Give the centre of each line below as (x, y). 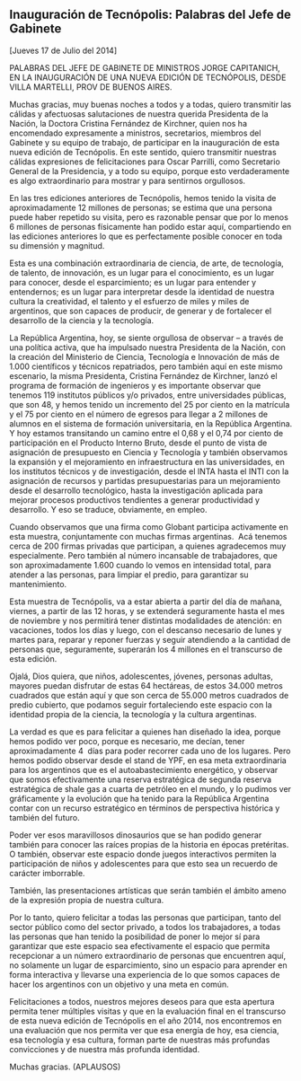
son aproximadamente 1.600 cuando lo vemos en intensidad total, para (140, 565)
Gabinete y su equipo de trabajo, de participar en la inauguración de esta (145, 142)
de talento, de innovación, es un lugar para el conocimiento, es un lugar (142, 272)
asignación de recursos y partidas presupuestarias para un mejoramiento (145, 480)
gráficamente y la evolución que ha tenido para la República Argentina (139, 798)
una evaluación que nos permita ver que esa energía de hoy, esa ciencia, (145, 1030)
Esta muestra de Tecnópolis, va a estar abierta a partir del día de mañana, (146, 602)
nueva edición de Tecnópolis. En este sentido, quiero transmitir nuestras (143, 152)
